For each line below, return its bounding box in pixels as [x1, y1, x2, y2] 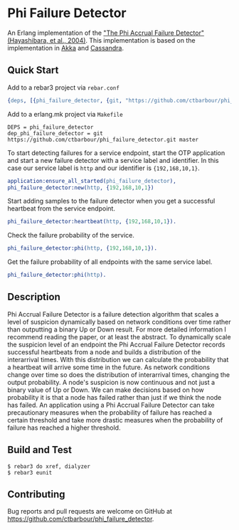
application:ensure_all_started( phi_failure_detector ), [7, 177, 176, 184]
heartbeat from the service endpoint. [7, 204, 116, 213]
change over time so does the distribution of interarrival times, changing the [7, 370, 230, 378]
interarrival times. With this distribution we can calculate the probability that [7, 355, 229, 364]
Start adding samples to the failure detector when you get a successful [7, 197, 216, 206]
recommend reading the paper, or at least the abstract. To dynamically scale [7, 332, 231, 341]
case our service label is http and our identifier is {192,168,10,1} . [7, 164, 201, 172]
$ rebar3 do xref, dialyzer [7, 462, 91, 470]
